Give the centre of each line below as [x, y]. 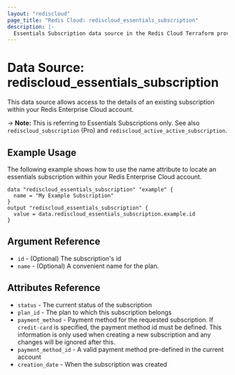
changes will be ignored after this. [66, 342]
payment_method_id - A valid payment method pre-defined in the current [120, 349]
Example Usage [42, 152]
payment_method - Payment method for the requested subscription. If [115, 320]
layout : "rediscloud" [39, 14]
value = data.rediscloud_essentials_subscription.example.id [105, 214]
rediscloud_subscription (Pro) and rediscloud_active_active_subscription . [117, 131]
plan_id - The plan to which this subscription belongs [94, 312]
